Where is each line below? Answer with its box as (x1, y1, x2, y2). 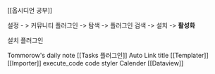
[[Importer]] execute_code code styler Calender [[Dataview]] (7, 59, 184, 67)
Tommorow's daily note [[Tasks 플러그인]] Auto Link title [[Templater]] (7, 51, 209, 59)
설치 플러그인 (7, 36, 44, 44)
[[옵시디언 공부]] (7, 6, 53, 14)
